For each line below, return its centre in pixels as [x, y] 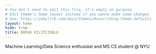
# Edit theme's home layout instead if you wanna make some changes [77, 14]
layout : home [19, 23]
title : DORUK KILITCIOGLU [32, 32]
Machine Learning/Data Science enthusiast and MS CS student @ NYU [78, 46]
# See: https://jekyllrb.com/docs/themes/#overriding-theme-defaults [78, 19]
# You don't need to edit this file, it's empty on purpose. [70, 10]
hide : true [16, 28]
